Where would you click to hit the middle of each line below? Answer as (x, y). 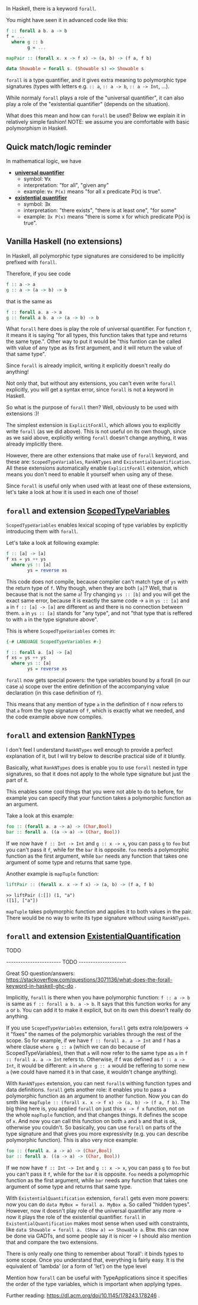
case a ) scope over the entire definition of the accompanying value (88, 687)
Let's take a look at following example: (53, 543)
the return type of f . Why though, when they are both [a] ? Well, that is (92, 588)
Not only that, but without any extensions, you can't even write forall (91, 383)
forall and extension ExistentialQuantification (94, 936)
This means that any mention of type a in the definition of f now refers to (95, 704)
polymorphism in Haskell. (37, 128)
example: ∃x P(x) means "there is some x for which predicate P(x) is (107, 217)
